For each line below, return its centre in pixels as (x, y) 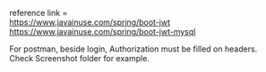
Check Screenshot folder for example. (80, 58)
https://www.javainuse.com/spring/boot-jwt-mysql (103, 32)
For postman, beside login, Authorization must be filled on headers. (133, 49)
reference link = (39, 13)
